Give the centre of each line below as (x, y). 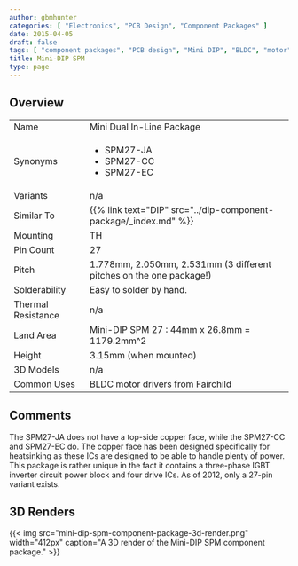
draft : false (33, 42)
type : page (29, 67)
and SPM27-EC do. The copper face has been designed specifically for (140, 446)
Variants (31, 195)
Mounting (34, 235)
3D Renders (42, 511)
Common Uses (44, 384)
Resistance (37, 315)
